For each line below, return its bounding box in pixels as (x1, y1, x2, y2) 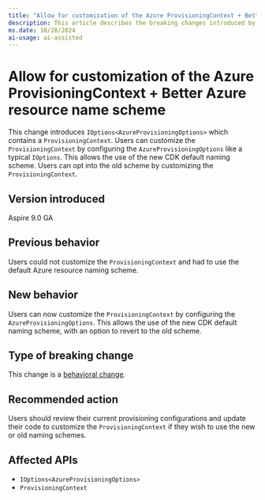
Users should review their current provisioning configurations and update (8, 414, 247, 423)
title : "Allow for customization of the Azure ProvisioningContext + (8, 11, 242, 20)
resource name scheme (8, 101, 166, 119)
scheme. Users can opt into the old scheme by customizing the (8, 161, 214, 171)
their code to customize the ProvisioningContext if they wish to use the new (8, 422, 256, 431)
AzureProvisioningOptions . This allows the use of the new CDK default (8, 318, 237, 327)
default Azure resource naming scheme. (8, 265, 140, 275)
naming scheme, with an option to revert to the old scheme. (8, 325, 202, 336)
